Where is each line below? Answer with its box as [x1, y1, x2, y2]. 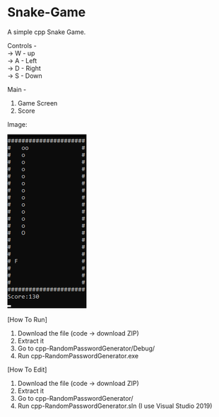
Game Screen [17, 98, 58, 107]
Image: [7, 120, 28, 128]
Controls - [7, 41, 37, 50]
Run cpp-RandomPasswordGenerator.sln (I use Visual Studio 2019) [17, 401, 213, 410]
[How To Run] [7, 315, 47, 324]
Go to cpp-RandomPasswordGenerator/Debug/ [17, 344, 155, 353]
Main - [7, 85, 27, 93]
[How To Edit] [7, 365, 47, 374]
